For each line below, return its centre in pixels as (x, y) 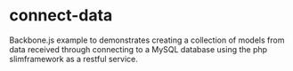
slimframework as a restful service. (73, 59)
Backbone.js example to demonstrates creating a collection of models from (147, 40)
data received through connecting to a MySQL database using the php (138, 49)
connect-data (61, 16)
